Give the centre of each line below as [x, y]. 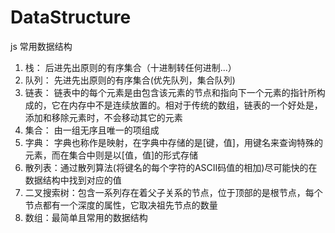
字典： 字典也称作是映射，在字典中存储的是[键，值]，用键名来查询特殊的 [173, 142]
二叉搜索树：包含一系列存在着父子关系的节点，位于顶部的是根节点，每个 [173, 192]
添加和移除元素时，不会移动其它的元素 [103, 117]
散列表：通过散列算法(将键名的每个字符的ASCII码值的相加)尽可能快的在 [171, 167]
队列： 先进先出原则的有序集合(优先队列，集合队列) [130, 80]
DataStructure [71, 17]
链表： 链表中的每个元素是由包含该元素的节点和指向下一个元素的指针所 [170, 92]
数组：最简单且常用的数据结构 [86, 217]
